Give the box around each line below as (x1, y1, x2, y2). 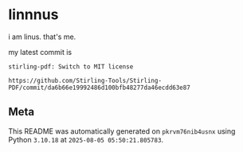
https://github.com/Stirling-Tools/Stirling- (8, 76, 162, 84)
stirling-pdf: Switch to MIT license (8, 62, 134, 71)
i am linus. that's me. (8, 32, 76, 41)
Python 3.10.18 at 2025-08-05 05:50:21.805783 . (8, 134, 164, 144)
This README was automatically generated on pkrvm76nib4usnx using (8, 126, 236, 136)
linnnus (8, 6, 59, 24)
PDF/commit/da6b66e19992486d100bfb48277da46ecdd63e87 (8, 84, 191, 92)
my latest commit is (8, 47, 73, 57)
